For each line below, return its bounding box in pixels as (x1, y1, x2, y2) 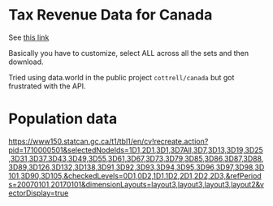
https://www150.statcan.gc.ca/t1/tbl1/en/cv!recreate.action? (8, 136, 209, 146)
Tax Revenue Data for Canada (8, 6, 213, 24)
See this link (8, 32, 50, 42)
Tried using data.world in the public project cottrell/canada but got (8, 72, 235, 82)
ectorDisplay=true (8, 188, 69, 198)
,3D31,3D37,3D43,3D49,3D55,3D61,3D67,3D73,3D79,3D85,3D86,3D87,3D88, (8, 153, 264, 163)
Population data (8, 109, 118, 128)
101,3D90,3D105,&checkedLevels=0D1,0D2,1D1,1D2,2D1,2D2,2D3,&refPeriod (8, 170, 262, 180)
